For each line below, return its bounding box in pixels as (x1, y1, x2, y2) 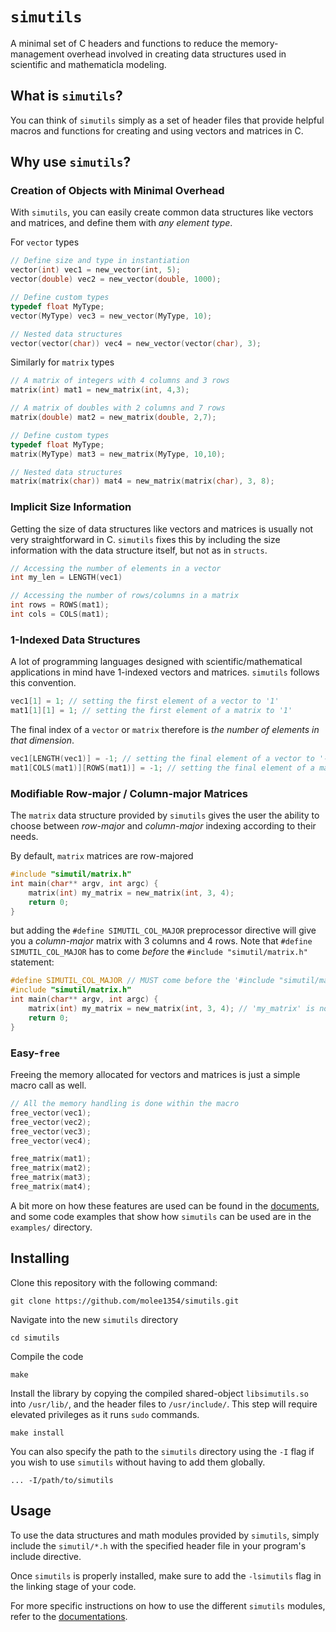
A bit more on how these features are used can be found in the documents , (10, 1199, 320, 1212)
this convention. (10, 677, 77, 689)
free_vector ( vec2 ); (10, 1117, 92, 1127)
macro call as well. (10, 1079, 87, 1091)
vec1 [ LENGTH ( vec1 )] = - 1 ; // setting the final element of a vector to (10, 754, 315, 764)
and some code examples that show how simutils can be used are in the (10, 1210, 312, 1222)
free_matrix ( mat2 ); (10, 1163, 92, 1173)
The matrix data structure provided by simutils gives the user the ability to (10, 809, 320, 822)
